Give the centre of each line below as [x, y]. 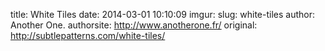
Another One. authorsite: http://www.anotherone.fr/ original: [134, 25]
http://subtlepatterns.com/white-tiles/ [88, 35]
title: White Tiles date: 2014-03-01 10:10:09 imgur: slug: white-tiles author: [162, 14]
